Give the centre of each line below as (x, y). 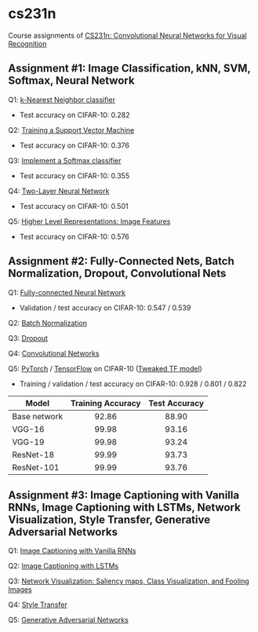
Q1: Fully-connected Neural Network (67, 292)
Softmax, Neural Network (71, 80)
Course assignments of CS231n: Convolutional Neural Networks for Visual (127, 35)
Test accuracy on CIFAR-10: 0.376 (74, 145)
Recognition (27, 43)
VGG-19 (28, 442)
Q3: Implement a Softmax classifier (65, 160)
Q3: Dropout (28, 338)
